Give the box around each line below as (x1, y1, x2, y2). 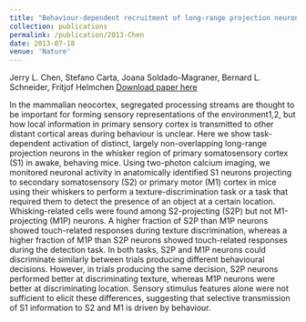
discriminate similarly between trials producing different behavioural (9, 254, 265, 265)
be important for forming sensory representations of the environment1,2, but (9, 109, 296, 120)
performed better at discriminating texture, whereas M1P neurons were (9, 274, 276, 285)
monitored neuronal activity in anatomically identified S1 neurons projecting (9, 167, 292, 178)
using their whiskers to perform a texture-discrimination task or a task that (9, 186, 289, 197)
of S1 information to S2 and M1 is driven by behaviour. (9, 302, 211, 314)
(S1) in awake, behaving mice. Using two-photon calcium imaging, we (9, 157, 270, 168)
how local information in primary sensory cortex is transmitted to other (9, 119, 274, 130)
